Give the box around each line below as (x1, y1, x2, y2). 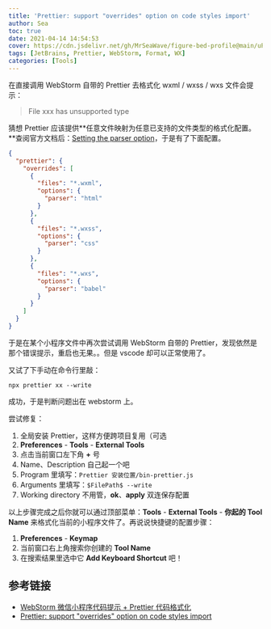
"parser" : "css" (44, 239, 99, 247)
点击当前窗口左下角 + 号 (19, 450, 101, 459)
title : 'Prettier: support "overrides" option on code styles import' (8, 11, 251, 20)
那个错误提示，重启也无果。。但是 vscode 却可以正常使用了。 (8, 348, 211, 357)
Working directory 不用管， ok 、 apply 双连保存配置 (19, 490, 190, 500)
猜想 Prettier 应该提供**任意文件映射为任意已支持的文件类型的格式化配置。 (8, 123, 256, 133)
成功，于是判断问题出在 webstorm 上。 (8, 396, 138, 406)
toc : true (8, 27, 42, 35)
